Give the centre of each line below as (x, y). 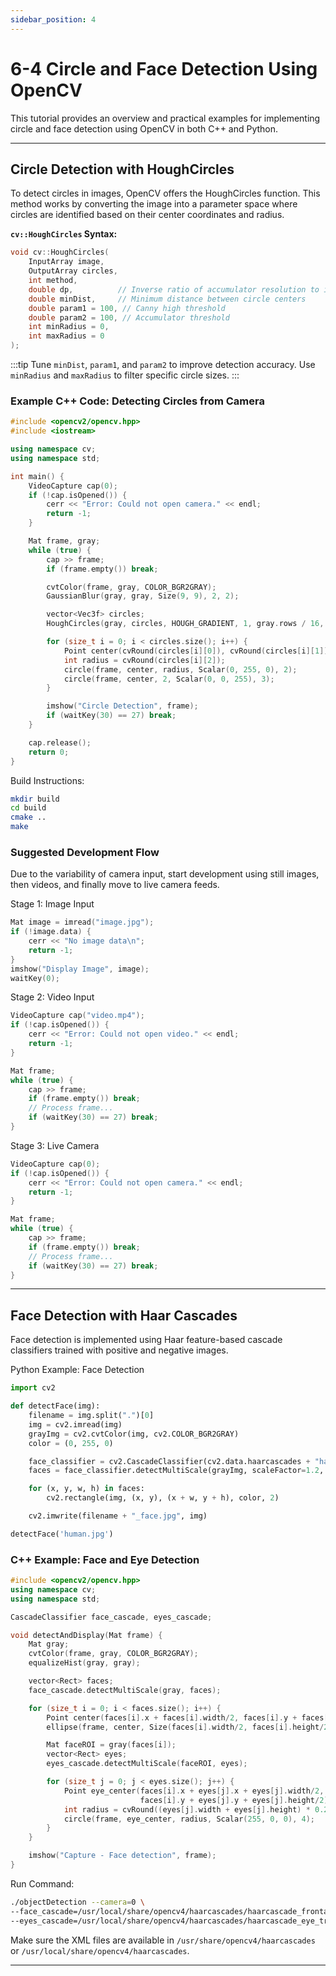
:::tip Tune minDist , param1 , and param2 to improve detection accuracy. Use (163, 364)
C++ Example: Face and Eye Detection (105, 1559)
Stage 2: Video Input (52, 997)
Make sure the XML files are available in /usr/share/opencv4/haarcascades (163, 1940)
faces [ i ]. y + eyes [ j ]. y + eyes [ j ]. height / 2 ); (236, 1800)
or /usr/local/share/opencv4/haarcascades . (100, 1950)
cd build (28, 808)
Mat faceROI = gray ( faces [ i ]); (111, 1745)
